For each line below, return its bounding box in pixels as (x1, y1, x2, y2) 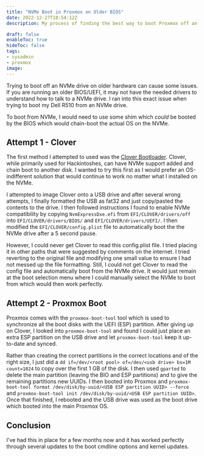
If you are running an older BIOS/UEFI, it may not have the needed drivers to (6, 88, 197, 96)
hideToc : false (6, 43, 45, 49)
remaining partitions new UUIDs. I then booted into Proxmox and (6, 378, 167, 385)
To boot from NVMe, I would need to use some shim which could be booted (6, 113, 196, 121)
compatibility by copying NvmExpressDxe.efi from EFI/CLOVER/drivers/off (6, 211, 191, 218)
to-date (6, 340, 26, 348)
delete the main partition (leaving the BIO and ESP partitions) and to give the (6, 371, 198, 379)
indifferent (6, 173, 32, 180)
